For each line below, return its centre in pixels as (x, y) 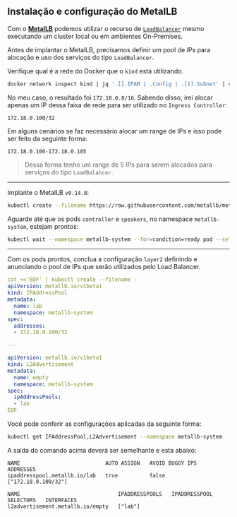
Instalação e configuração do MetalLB (92, 12)
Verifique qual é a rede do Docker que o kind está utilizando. (96, 71)
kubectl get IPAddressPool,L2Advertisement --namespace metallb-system (115, 437)
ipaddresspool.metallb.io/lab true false (86, 475)
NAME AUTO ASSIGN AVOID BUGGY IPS (102, 463)
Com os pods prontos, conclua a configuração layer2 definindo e (102, 259)
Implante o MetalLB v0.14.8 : (48, 192)
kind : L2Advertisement (41, 364)
